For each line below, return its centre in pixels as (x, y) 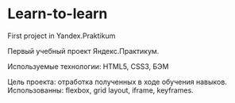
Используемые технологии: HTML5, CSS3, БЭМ (88, 66)
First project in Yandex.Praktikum (62, 36)
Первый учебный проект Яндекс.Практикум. (83, 51)
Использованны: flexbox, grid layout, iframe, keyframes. (100, 90)
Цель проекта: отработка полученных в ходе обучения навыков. (117, 82)
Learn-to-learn (58, 14)
